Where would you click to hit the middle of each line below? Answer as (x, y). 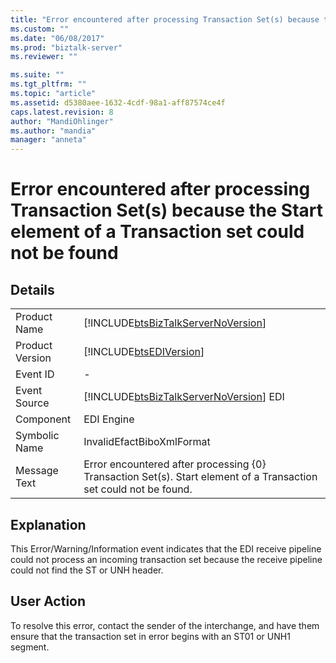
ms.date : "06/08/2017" (57, 38)
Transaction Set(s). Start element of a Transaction (200, 477)
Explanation (48, 524)
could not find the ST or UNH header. (87, 570)
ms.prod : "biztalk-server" (66, 47)
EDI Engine (109, 419)
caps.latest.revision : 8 (62, 112)
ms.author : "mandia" (53, 131)
